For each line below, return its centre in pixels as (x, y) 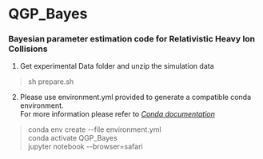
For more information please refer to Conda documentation (118, 114)
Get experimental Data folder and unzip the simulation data (117, 66)
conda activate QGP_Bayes (72, 138)
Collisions (28, 49)
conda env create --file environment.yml (94, 129)
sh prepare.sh (51, 81)
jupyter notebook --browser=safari (85, 147)
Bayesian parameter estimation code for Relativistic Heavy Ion (132, 39)
